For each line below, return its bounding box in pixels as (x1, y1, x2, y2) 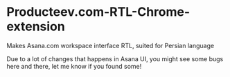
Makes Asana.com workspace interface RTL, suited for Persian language (6, 41, 215, 49)
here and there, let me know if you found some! (6, 62, 142, 70)
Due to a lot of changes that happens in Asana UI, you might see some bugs (6, 54, 224, 63)
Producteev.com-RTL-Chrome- (6, 4, 191, 20)
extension (6, 19, 65, 34)
